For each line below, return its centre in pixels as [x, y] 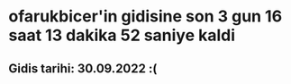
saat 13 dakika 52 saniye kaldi [122, 35]
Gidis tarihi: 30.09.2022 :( [83, 68]
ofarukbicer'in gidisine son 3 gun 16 [145, 17]
